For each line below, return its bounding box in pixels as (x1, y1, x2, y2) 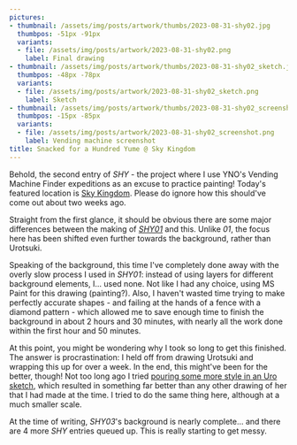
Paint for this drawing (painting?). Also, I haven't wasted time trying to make (9, 288, 286, 298)
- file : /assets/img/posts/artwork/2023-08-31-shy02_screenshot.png (17, 128, 275, 137)
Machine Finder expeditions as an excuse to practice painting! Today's (9, 178, 267, 188)
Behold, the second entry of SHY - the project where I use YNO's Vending (9, 169, 278, 180)
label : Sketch (25, 95, 77, 104)
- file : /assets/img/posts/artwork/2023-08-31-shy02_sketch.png (17, 87, 259, 96)
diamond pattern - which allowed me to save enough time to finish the (9, 306, 264, 317)
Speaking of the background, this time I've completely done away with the (9, 259, 280, 270)
